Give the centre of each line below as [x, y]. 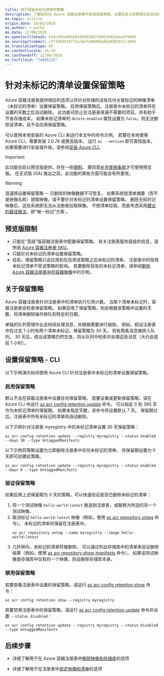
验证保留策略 [20, 483]
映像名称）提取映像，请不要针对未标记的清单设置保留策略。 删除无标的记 [82, 200]
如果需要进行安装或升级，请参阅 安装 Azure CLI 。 [54, 147]
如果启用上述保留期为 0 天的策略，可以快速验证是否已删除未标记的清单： [78, 495]
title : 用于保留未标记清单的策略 [35, 10]
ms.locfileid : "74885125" [31, 60]
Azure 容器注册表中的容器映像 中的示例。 [53, 272]
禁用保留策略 [20, 573]
